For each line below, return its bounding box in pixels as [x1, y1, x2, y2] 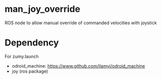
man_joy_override [4, 3, 81, 15]
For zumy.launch [4, 53, 39, 59]
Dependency [4, 37, 59, 48]
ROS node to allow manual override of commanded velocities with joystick [4, 20, 157, 26]
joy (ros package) [11, 68, 48, 74]
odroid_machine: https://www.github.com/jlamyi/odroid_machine [11, 63, 145, 69]
